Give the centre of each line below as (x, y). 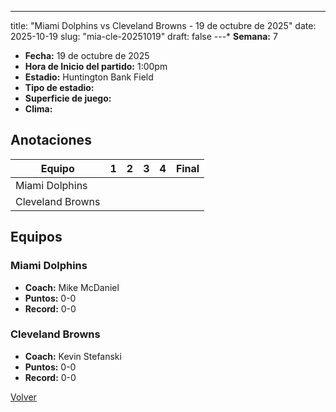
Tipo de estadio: (59, 87)
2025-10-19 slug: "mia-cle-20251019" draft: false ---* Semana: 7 (144, 36)
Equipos (36, 237)
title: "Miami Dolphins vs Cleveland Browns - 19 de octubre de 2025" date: (163, 25)
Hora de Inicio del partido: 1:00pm (96, 66)
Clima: (38, 109)
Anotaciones (51, 140)
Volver (23, 397)
